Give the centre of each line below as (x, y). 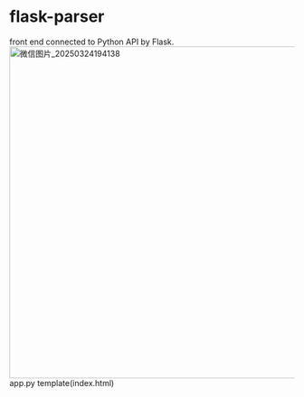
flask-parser (57, 17)
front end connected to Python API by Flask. (92, 42)
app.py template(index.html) (62, 383)
